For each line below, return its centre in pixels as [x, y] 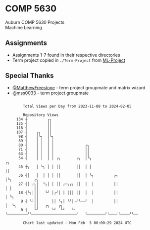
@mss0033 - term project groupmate [50, 93]
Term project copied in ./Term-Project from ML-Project [69, 60]
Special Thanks [29, 76]
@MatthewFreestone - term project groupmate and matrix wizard [79, 87]
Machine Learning [24, 27]
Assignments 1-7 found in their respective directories [66, 55]
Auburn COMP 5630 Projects [35, 22]
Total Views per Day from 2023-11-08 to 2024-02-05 [77, 106]
